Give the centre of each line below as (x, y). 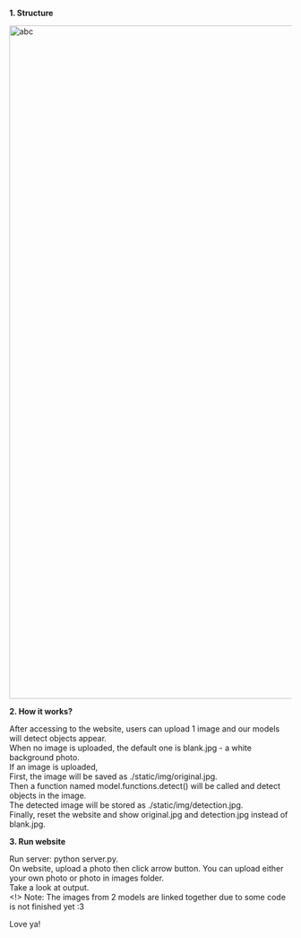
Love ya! (25, 924)
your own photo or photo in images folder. (86, 878)
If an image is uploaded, (54, 767)
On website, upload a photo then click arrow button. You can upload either (146, 868)
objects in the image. (48, 795)
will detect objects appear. (58, 738)
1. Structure (31, 13)
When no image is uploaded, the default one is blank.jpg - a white (131, 748)
